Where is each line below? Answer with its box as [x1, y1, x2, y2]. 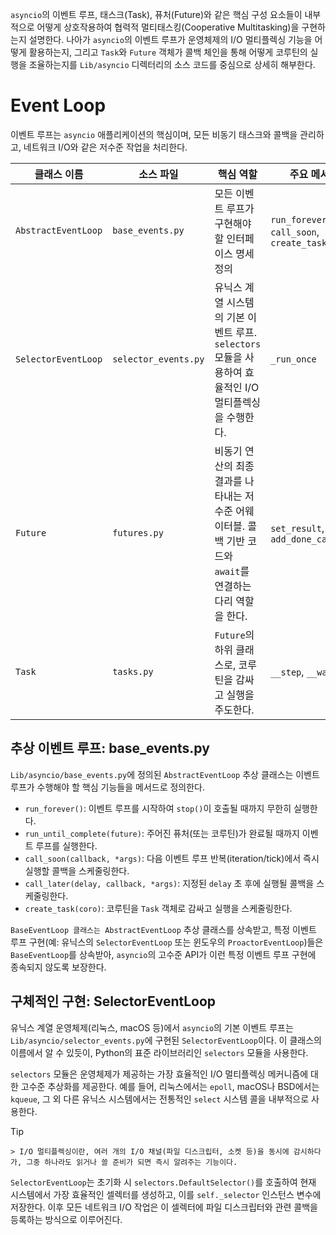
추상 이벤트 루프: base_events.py [10, 740, 210, 757]
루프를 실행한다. [35, 839, 98, 852]
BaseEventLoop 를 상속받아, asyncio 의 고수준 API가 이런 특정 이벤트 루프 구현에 [10, 948, 317, 960]
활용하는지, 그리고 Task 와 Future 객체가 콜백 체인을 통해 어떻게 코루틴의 [28, 46, 308, 58]
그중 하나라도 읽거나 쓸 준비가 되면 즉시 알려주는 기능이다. [26, 1157, 238, 1167]
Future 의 [214, 628, 255, 642]
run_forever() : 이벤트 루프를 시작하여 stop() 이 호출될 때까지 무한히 [24, 802, 292, 814]
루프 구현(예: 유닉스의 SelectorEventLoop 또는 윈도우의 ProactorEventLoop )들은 [10, 936, 324, 948]
